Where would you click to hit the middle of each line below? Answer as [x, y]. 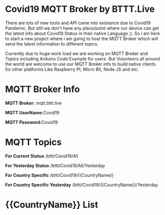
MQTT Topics [33, 142]
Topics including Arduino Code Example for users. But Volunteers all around [82, 58]
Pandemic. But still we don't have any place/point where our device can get [82, 28]
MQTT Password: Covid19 [31, 122]
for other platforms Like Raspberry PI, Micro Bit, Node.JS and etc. [72, 69]
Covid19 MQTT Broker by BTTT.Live [80, 9]
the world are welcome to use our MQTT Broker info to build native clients [81, 64]
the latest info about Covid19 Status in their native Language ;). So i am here [82, 33]
